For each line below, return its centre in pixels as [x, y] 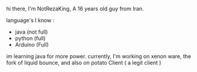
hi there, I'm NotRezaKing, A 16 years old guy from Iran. [75, 9]
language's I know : [30, 20]
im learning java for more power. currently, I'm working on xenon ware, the [99, 56]
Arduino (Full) [32, 45]
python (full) [30, 38]
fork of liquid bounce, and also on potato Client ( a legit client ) [84, 63]
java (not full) [31, 32]
